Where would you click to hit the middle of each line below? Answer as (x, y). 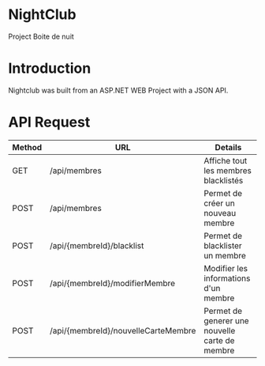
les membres (228, 170)
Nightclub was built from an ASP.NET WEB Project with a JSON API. (118, 90)
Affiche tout (226, 160)
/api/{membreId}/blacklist (97, 245)
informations (227, 278)
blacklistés (224, 180)
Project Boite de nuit (41, 36)
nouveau (220, 213)
